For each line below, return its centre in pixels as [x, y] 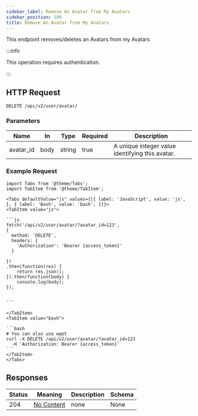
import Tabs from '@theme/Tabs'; [47, 183]
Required [95, 136]
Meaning [49, 394]
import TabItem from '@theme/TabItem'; [55, 189]
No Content [49, 404]
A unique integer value [145, 146]
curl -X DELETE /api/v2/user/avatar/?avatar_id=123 [71, 339]
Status [19, 394]
